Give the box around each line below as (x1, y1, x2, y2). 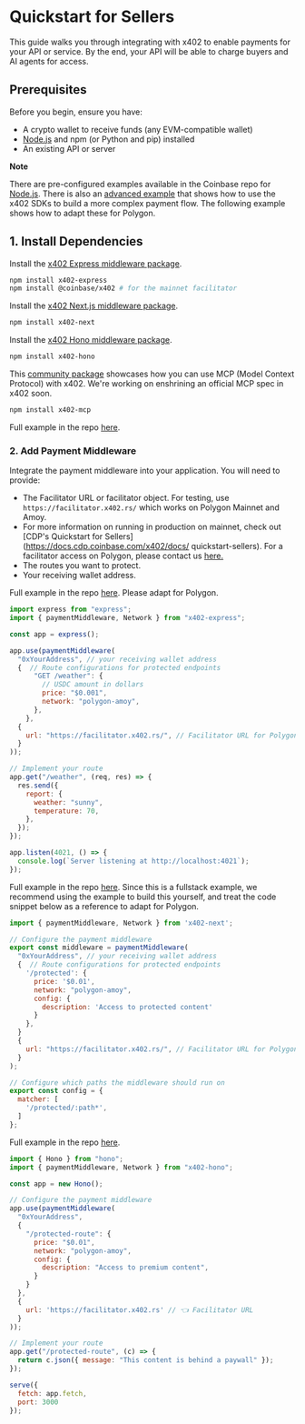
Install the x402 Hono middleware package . (9, 335, 172, 346)
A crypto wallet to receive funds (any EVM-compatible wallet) (22, 124, 253, 135)
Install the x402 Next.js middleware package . (9, 300, 179, 311)
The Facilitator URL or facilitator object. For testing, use (22, 493, 230, 504)
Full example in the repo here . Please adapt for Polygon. (9, 587, 220, 598)
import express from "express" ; (9, 605, 132, 615)
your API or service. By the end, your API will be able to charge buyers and (9, 45, 289, 56)
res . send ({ (17, 780, 59, 790)
